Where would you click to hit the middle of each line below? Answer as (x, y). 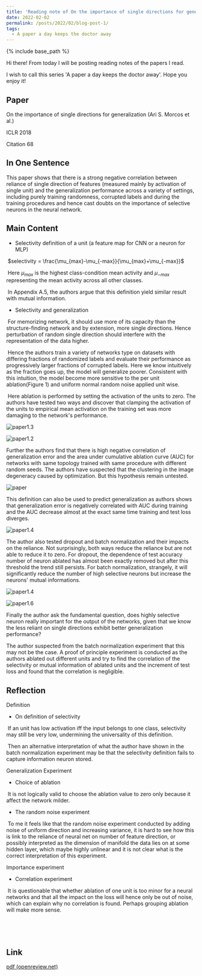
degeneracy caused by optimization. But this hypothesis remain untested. (97, 476)
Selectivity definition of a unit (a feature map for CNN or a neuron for (100, 243)
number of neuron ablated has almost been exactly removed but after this (97, 561)
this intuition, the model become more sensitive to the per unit (83, 378)
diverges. (18, 519)
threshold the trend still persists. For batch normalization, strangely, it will (97, 567)
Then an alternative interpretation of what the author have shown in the (96, 746)
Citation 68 (20, 144)
